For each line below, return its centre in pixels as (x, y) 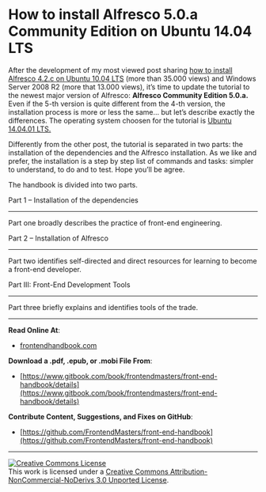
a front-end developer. (45, 269)
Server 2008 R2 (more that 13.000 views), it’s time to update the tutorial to (129, 87)
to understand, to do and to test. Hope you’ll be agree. (97, 169)
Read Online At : (34, 330)
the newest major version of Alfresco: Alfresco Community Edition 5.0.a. (128, 95)
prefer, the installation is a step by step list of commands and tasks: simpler (131, 161)
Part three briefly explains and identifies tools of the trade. (103, 307)
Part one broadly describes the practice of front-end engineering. (115, 222)
